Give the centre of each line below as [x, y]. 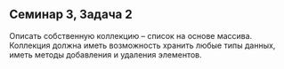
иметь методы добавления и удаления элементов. [105, 54]
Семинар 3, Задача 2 [71, 15]
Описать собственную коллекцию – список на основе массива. [131, 35]
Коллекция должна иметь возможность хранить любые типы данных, [142, 45]
